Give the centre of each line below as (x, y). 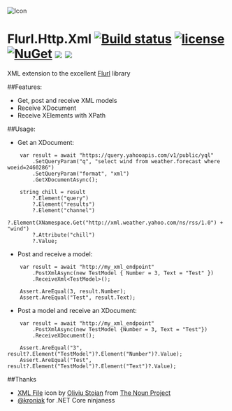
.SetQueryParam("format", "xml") (81, 174)
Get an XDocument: (46, 142)
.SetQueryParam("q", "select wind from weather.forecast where (126, 161)
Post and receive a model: (55, 254)
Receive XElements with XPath (61, 115)
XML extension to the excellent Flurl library (69, 73)
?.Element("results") (64, 204)
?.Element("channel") (64, 210)
